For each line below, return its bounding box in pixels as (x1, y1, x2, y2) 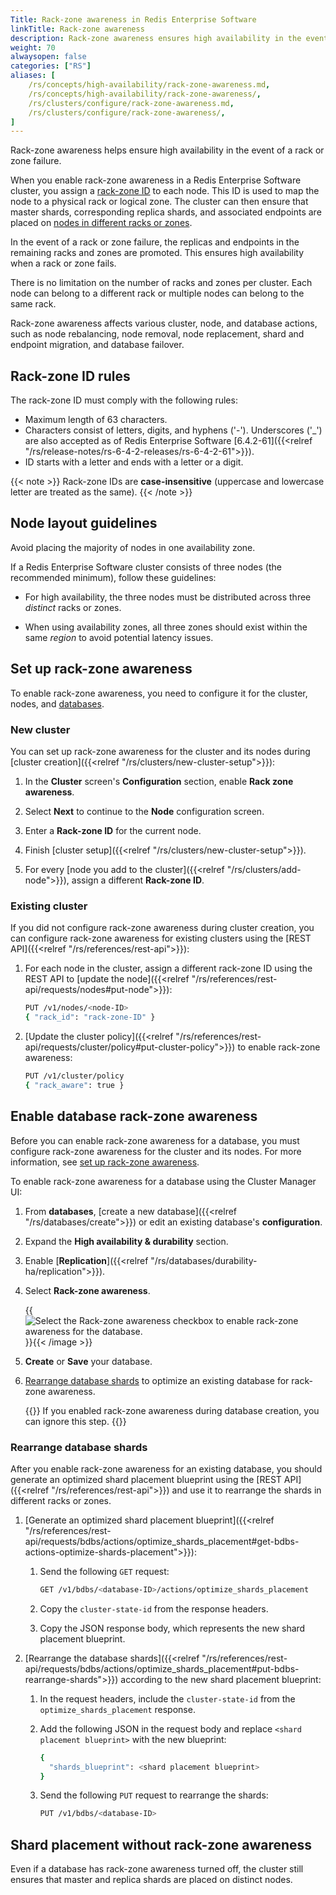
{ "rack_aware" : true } (24, 1080, 125, 1090)
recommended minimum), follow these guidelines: (10, 571, 217, 583)
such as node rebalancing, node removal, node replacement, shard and (10, 328, 305, 340)
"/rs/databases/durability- (150, 1254, 258, 1266)
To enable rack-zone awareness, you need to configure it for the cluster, (10, 687, 308, 699)
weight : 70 (10, 42, 56, 53)
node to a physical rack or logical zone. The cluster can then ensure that (10, 196, 309, 208)
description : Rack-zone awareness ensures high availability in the (10, 33, 302, 43)
